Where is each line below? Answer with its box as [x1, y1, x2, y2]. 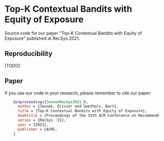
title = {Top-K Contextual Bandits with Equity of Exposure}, [17, 109, 147, 113]
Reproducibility [4, 50, 52, 58]
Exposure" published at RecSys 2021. [4, 35, 80, 41]
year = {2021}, [17, 122, 49, 127]
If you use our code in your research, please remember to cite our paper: [4, 90, 152, 96]
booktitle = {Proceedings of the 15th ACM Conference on [17, 113, 137, 118]
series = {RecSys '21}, [17, 118, 67, 123]
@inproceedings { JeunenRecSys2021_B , [13, 99, 89, 104]
